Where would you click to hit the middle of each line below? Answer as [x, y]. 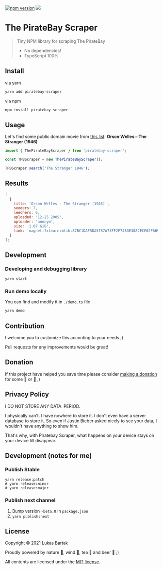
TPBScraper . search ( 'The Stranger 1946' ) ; [48, 168]
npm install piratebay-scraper [37, 110]
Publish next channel [30, 500]
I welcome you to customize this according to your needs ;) [64, 337]
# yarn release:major [27, 488]
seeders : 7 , [26, 208]
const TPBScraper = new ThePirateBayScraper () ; [54, 160]
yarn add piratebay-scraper [33, 92]
